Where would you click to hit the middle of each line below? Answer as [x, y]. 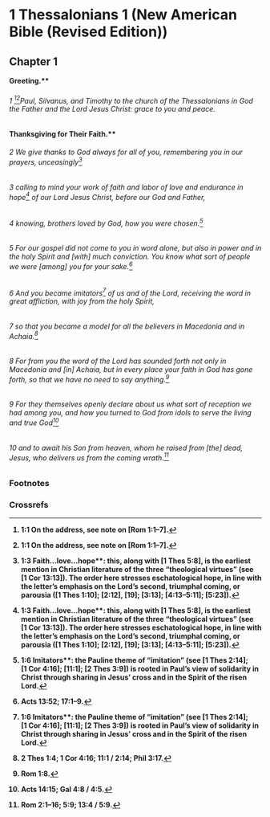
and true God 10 [34, 422]
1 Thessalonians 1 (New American [123, 15]
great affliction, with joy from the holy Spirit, [82, 301]
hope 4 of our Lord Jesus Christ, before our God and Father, [107, 196]
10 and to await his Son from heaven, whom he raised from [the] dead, [126, 447]
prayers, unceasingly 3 [46, 161]
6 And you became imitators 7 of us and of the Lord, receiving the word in [130, 292]
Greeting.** [29, 81]
